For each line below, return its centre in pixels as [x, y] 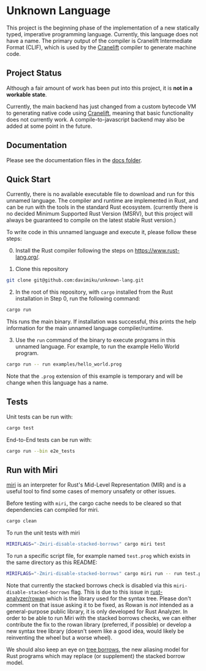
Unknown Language [59, 11]
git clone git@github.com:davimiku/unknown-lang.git [75, 280]
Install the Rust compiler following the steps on [74, 251]
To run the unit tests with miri [43, 533]
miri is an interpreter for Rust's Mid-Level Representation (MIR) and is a [96, 485]
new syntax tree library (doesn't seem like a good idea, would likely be [95, 631]
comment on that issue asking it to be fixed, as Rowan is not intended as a [100, 605]
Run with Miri [32, 470]
